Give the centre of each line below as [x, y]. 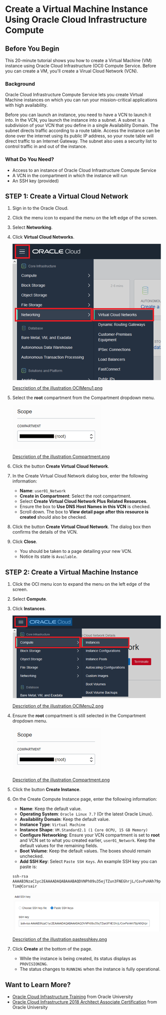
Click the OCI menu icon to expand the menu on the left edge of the [81, 584]
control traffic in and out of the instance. [46, 146]
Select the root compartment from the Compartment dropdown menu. [83, 398]
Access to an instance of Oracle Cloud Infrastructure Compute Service [84, 170]
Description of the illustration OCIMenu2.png [58, 706]
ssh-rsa [20, 877]
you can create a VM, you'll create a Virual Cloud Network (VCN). [72, 71]
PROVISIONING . [34, 964]
